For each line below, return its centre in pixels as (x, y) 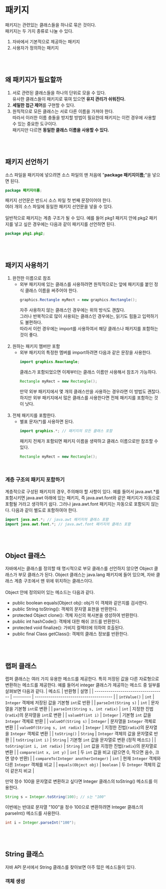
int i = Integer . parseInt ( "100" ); (41, 823)
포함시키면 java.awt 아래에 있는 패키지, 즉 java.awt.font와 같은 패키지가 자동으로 (83, 498)
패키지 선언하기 (27, 162)
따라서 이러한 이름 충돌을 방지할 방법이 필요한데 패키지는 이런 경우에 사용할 (84, 118)
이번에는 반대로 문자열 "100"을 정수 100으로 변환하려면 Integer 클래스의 (74, 807)
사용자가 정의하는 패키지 (36, 48)
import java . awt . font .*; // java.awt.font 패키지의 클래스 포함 (68, 524)
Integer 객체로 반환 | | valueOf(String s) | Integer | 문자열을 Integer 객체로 (81, 721)
